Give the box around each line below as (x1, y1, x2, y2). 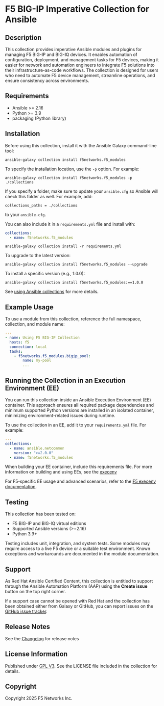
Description (5, 33, 42, 42)
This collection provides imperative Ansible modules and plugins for (5, 47, 142, 52)
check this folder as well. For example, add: (5, 193, 93, 199)
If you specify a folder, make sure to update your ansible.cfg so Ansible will (5, 188, 159, 194)
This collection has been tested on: (5, 511, 76, 517)
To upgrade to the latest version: (5, 253, 71, 259)
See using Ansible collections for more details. (5, 288, 99, 295)
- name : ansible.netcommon (9, 445, 65, 451)
